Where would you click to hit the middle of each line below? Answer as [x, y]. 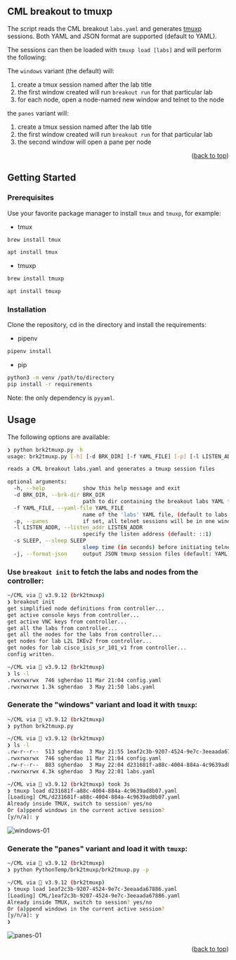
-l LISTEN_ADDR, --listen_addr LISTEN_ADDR [78, 528]
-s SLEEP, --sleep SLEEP [50, 541]
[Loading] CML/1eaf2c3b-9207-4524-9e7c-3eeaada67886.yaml [94, 896]
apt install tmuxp [34, 292]
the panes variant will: [38, 113]
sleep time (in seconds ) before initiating [147, 548]
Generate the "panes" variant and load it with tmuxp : [98, 849]
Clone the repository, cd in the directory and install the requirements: [107, 325]
